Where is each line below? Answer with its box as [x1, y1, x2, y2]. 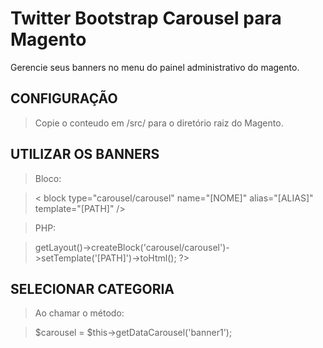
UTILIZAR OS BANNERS [10, 146, 160, 163]
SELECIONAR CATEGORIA [10, 280, 175, 297]
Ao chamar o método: [34, 307, 125, 319]
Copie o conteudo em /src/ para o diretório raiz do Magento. [34, 117, 284, 129]
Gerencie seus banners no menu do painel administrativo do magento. [10, 61, 300, 73]
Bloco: [34, 172, 62, 184]
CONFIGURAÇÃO [10, 90, 118, 107]
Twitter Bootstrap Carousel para [10, 7, 282, 30]
